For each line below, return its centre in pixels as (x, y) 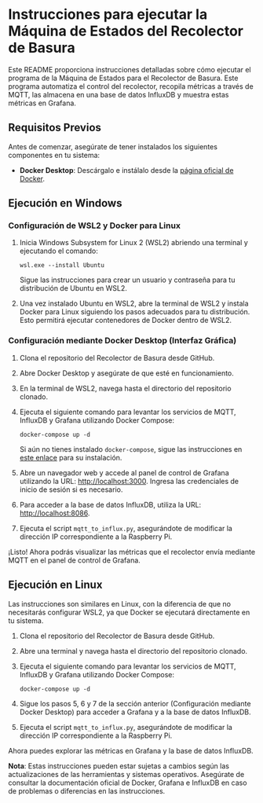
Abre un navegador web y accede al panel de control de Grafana (124, 472)
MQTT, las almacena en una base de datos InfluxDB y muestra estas (119, 94)
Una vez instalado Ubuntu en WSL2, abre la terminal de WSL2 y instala (134, 303)
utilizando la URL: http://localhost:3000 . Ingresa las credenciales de (129, 481)
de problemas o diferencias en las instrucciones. (87, 790)
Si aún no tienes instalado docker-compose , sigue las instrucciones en (131, 449)
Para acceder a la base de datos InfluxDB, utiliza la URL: (110, 504)
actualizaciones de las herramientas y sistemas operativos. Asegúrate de (126, 774)
